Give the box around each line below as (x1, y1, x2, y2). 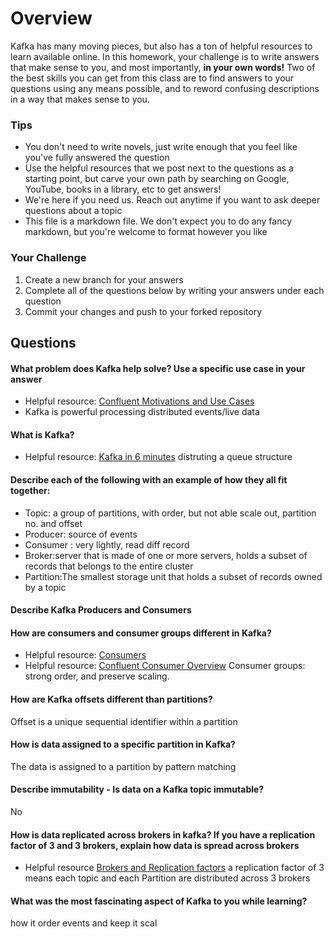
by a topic (24, 581, 67, 593)
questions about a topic (24, 205, 123, 217)
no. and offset (24, 517, 83, 529)
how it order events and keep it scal (10, 917, 158, 929)
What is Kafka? (10, 428, 75, 441)
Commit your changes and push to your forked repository (24, 305, 263, 317)
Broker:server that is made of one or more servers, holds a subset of (24, 549, 308, 561)
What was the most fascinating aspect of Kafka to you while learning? (10, 895, 308, 907)
